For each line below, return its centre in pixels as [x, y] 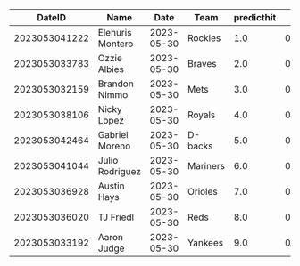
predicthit [255, 17]
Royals [201, 115]
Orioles [202, 192]
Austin [111, 186]
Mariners [206, 166]
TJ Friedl [116, 217]
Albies [111, 69]
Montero [116, 44]
